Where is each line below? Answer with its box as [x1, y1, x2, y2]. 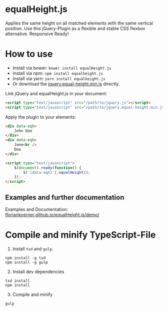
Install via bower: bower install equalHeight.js [12, 65, 111, 71]
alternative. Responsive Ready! [5, 31, 69, 37]
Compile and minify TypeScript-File [5, 229, 156, 241]
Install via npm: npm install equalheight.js [12, 70, 103, 76]
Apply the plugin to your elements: [5, 114, 76, 120]
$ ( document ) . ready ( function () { [14, 165, 81, 170]
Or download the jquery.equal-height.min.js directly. [12, 81, 120, 87]
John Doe [14, 128, 32, 133]
